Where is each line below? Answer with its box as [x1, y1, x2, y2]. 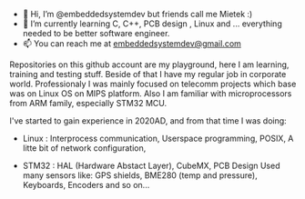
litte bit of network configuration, [22, 143, 147, 154]
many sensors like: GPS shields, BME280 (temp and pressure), [22, 170, 258, 181]
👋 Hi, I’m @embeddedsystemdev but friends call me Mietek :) [22, 9, 253, 19]
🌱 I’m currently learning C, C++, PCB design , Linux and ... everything [22, 18, 282, 29]
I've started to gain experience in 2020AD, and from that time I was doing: [9, 115, 287, 126]
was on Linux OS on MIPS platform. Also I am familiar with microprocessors [9, 88, 292, 99]
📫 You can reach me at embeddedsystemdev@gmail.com [22, 38, 241, 49]
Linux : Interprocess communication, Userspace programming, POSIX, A [22, 133, 294, 144]
